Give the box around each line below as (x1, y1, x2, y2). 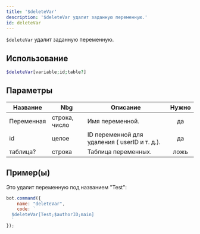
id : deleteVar (6, 20, 42, 26)
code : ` (17, 206, 36, 212)
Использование (6, 53, 68, 63)
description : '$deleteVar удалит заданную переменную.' (6, 14, 148, 20)
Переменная (9, 117, 46, 125)
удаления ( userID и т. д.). (87, 138, 161, 146)
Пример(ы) (6, 168, 51, 178)
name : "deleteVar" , (17, 201, 65, 207)
